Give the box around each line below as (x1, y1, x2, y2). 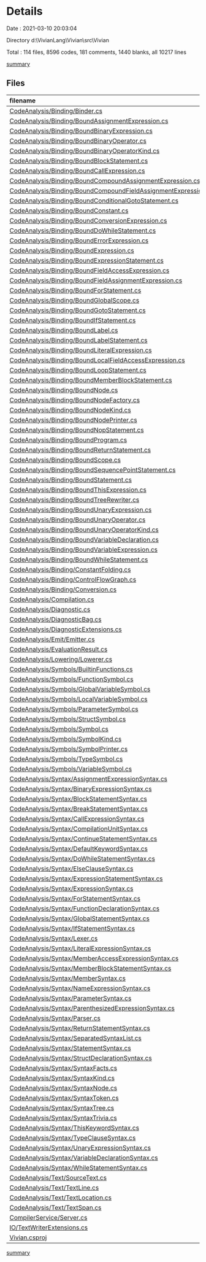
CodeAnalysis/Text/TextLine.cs (9, 1183, 99, 1191)
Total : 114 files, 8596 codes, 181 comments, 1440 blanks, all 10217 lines (6, 48, 187, 56)
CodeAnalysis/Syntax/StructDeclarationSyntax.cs (9, 1053, 152, 1062)
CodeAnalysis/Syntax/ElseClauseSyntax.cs (9, 864, 134, 872)
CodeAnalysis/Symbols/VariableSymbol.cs (9, 764, 132, 773)
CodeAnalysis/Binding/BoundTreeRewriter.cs (9, 495, 140, 504)
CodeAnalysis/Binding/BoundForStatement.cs (9, 286, 142, 294)
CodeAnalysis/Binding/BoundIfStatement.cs (9, 316, 136, 325)
